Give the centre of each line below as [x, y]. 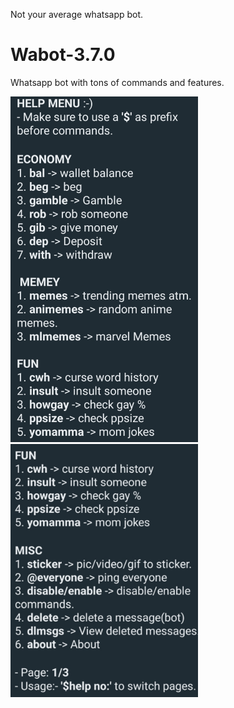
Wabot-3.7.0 [63, 55]
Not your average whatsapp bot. [77, 14]
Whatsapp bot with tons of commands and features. [117, 82]
